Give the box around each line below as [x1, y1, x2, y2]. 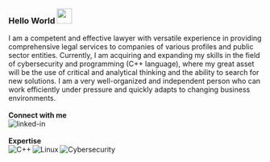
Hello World [8, 15, 56, 26]
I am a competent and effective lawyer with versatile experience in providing [8, 33, 262, 44]
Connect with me [8, 110, 67, 120]
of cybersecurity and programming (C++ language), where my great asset [8, 59, 255, 69]
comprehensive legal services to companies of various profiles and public [8, 42, 254, 52]
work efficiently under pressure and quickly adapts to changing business [8, 85, 251, 94]
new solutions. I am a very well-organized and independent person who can [8, 77, 260, 86]
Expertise [8, 136, 42, 146]
